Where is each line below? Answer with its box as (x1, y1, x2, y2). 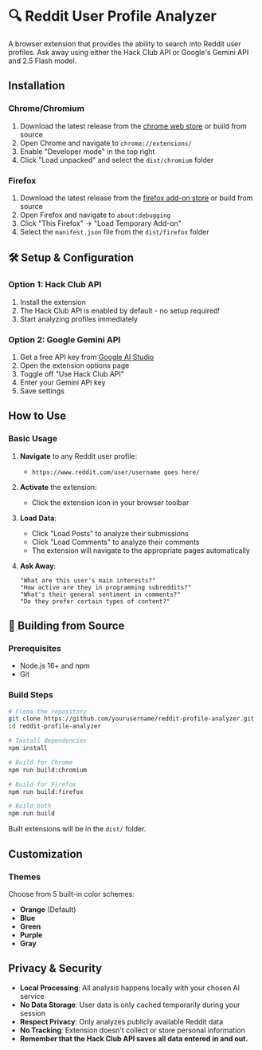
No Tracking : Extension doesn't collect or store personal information (19, 1025, 245, 1035)
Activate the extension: (19, 482, 97, 491)
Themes (8, 871, 41, 882)
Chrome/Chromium (8, 103, 85, 114)
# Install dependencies (8, 736, 88, 745)
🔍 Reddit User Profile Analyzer (8, 7, 217, 26)
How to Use (8, 409, 67, 423)
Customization (8, 847, 84, 861)
